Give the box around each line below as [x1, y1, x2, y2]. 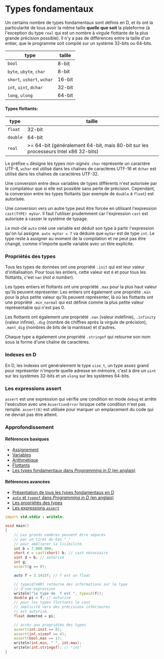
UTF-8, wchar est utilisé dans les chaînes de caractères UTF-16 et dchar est [5, 166, 156, 172]
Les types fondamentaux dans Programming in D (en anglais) [12, 468, 136, 474]
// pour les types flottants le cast [14, 600, 91, 605]
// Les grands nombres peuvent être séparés [14, 532, 106, 537]
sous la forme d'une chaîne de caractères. [5, 339, 90, 345]
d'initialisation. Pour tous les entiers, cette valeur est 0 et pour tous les [5, 269, 146, 275]
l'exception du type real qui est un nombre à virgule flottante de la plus [5, 30, 148, 36]
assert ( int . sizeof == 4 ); [14, 631, 67, 637]
